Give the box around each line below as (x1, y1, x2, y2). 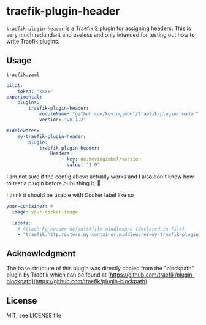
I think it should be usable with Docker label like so (6, 191, 134, 199)
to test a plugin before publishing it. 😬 (6, 180, 101, 186)
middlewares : (6, 128, 40, 134)
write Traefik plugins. (6, 37, 60, 45)
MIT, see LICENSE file (6, 312, 61, 319)
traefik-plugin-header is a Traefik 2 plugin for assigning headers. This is (6, 25, 191, 32)
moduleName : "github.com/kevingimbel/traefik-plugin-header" (39, 111, 199, 117)
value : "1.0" (66, 162, 100, 168)
